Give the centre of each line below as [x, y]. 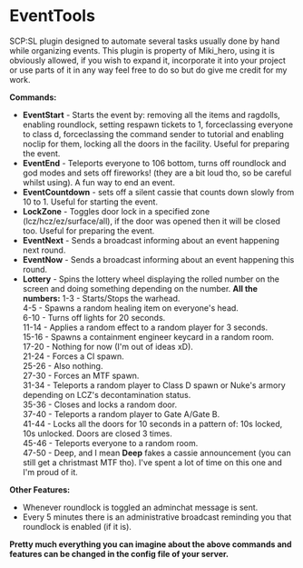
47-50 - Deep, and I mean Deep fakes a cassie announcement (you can [157, 453]
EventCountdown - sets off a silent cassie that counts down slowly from [158, 192]
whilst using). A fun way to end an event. [98, 182]
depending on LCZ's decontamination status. [107, 394]
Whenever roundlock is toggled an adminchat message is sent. [140, 507]
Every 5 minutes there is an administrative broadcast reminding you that [157, 517]
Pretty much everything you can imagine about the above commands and [151, 544]
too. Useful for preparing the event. [88, 230]
